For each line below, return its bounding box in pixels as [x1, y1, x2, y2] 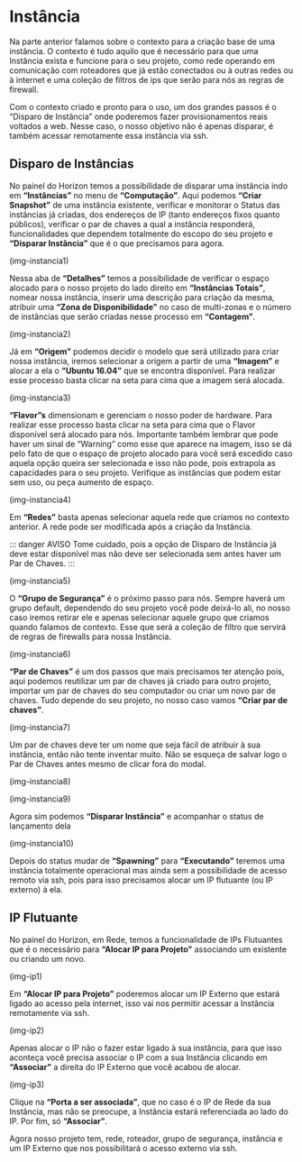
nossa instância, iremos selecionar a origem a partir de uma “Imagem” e [9, 355, 279, 366]
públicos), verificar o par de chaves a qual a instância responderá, [9, 218, 255, 229]
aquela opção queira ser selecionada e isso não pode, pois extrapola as [9, 457, 277, 468]
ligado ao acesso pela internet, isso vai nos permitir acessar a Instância [9, 998, 275, 1009]
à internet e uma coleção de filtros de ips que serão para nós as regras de [9, 74, 285, 85]
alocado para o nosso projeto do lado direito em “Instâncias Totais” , [9, 282, 266, 293]
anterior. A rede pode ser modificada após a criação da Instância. [9, 521, 252, 532]
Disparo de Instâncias [9, 156, 134, 172]
